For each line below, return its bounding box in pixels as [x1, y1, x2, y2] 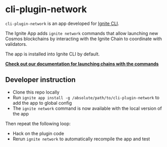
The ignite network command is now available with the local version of [12, 105, 162, 111]
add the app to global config [12, 100, 72, 106]
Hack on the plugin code [12, 130, 64, 136]
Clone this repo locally [12, 89, 60, 95]
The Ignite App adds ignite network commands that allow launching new [5, 30, 158, 36]
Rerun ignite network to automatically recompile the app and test [12, 136, 150, 142]
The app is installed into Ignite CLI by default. [5, 51, 100, 57]
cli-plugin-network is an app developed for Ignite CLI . [5, 20, 119, 26]
